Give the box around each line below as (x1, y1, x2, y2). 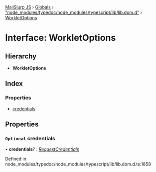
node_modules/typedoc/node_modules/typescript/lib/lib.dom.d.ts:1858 (5, 161, 151, 167)
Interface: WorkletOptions (5, 32, 116, 44)
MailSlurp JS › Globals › (5, 4, 54, 10)
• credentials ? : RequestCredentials (5, 146, 79, 152)
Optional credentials (5, 135, 56, 142)
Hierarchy (5, 52, 37, 60)
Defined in (5, 156, 26, 162)
